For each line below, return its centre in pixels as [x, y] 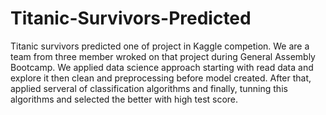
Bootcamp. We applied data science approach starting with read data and [162, 67]
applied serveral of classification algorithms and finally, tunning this [149, 88]
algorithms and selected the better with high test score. [124, 99]
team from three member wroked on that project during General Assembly [163, 56]
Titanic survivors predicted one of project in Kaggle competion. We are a [160, 46]
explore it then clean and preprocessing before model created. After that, [161, 78]
